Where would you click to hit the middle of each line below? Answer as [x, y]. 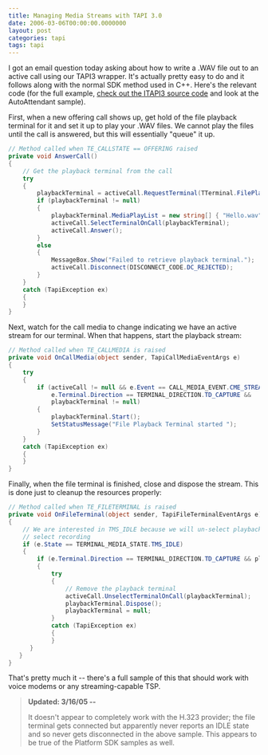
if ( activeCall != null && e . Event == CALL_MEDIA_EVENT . [134, 387]
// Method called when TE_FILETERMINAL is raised [93, 507]
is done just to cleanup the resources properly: [85, 493]
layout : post [30, 30]
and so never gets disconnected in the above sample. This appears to [142, 734]
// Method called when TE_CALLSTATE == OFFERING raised [103, 149]
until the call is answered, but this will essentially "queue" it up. [112, 134]
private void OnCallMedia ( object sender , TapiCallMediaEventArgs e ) [124, 358]
